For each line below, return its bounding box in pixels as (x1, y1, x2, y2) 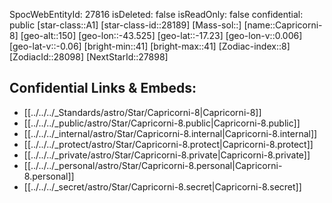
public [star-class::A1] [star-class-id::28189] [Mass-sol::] (9, 19, 242, 31)
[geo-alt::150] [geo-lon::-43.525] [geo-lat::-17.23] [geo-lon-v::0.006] (20, 30, 303, 41)
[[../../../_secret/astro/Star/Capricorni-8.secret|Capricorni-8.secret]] (23, 180, 302, 193)
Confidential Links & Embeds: (9, 80, 197, 97)
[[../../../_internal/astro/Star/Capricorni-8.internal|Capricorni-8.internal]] (23, 127, 318, 139)
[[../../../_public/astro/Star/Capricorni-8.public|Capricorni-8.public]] (23, 117, 301, 129)
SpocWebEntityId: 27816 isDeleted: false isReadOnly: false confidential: (9, 9, 304, 20)
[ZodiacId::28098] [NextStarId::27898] (9, 51, 169, 63)
